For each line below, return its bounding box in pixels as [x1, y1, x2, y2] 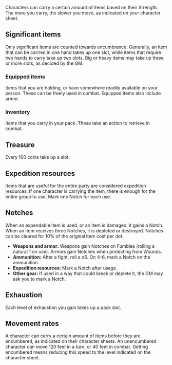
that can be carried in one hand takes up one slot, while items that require [5, 49, 162, 56]
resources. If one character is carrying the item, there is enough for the [5, 188, 156, 194]
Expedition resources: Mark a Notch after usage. [12, 265, 118, 271]
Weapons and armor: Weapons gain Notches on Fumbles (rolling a [12, 243, 155, 249]
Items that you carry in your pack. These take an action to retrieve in [5, 120, 150, 126]
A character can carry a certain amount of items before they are [5, 333, 141, 339]
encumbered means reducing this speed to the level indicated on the [5, 349, 151, 355]
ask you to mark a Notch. [12, 276, 66, 282]
